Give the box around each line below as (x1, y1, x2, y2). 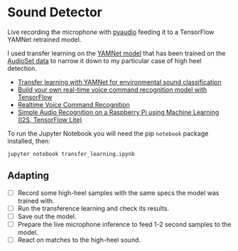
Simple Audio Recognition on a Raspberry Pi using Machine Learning (17, 108, 220, 116)
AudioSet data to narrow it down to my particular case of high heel (7, 56, 202, 65)
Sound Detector (7, 4, 103, 21)
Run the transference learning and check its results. (17, 203, 169, 213)
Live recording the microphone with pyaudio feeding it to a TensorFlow (7, 28, 215, 36)
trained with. (17, 196, 55, 205)
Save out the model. (17, 212, 77, 221)
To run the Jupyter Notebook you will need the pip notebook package (7, 129, 209, 138)
